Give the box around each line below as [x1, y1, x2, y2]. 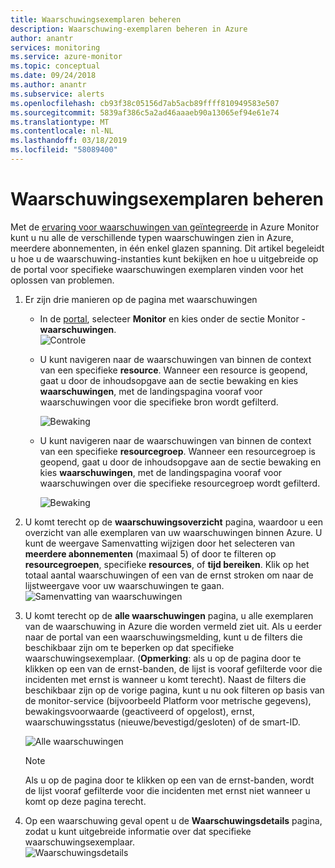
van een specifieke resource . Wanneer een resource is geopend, [39, 364, 308, 376]
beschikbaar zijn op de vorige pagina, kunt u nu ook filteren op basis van [24, 684, 325, 696]
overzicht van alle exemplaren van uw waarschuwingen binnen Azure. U [24, 526, 323, 538]
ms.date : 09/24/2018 [10, 71, 97, 81]
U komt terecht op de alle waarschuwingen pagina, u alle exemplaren [24, 609, 314, 621]
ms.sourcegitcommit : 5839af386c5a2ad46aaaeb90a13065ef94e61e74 [10, 107, 280, 118]
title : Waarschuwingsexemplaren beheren [10, 14, 182, 25]
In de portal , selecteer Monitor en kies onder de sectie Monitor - [39, 312, 307, 325]
